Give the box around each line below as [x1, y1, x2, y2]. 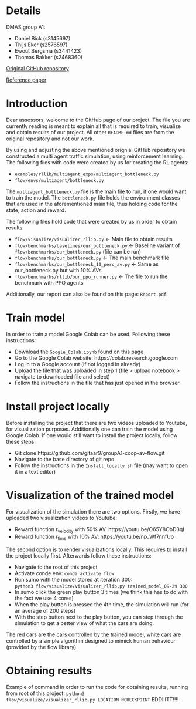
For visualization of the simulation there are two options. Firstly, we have [6, 508, 180, 515]
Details [6, 4, 41, 18]
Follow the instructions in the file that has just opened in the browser [14, 379, 180, 386]
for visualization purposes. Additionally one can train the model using [6, 426, 173, 433]
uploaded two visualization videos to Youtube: [6, 514, 118, 521]
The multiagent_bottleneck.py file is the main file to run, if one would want [6, 188, 187, 195]
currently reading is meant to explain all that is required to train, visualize [6, 122, 181, 130]
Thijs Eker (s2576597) [14, 41, 68, 48]
